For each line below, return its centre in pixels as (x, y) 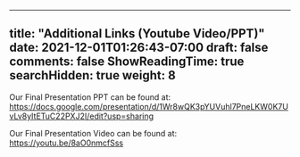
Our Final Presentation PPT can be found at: (90, 97)
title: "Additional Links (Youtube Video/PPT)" (137, 33)
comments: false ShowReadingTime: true (127, 62)
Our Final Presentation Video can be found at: (93, 133)
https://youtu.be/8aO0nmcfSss (66, 143)
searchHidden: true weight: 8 (92, 75)
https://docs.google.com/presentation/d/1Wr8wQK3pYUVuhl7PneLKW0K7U (149, 106)
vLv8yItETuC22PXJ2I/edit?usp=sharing (82, 116)
